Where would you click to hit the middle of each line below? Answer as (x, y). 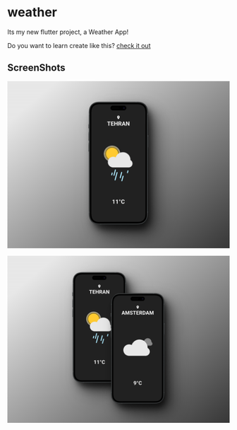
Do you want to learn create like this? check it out (79, 45)
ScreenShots (36, 68)
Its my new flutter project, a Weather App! (68, 32)
